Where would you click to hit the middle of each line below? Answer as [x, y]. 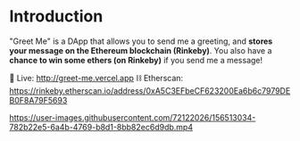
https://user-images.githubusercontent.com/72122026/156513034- [133, 117]
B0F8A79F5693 [38, 100]
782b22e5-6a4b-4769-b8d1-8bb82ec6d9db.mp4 [101, 127]
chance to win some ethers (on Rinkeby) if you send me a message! [136, 60]
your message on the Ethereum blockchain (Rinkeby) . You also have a [141, 50]
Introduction [56, 17]
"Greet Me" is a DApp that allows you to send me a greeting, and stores [141, 41]
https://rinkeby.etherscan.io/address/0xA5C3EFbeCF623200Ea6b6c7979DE [150, 90]
